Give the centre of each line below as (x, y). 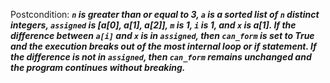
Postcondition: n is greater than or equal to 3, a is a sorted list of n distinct (165, 14)
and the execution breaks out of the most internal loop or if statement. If (163, 46)
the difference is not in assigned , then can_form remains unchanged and (161, 57)
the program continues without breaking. (98, 67)
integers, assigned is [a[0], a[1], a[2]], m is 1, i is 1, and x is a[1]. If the (153, 25)
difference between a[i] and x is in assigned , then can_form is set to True (162, 35)
